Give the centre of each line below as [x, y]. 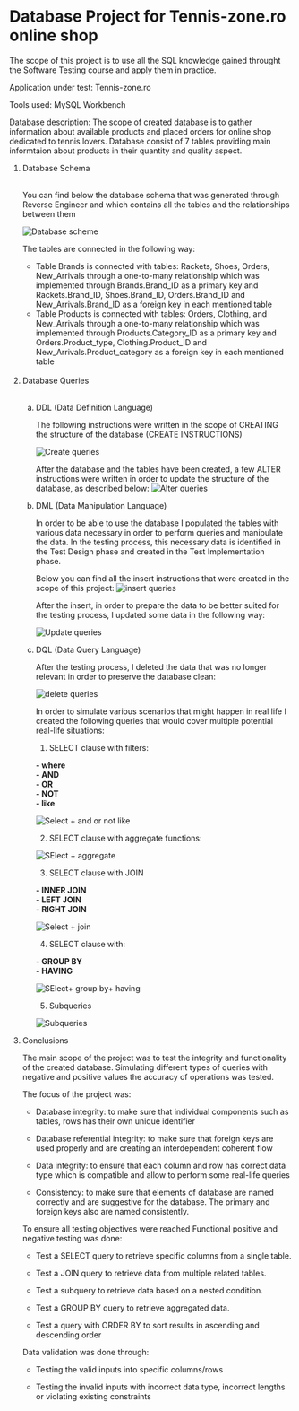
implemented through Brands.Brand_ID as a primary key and [147, 285]
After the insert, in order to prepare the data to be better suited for [158, 605]
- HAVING [54, 971]
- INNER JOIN [61, 890]
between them [49, 213]
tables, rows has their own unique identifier [115, 1121]
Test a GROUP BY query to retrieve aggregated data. [132, 1308]
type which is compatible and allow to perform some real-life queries [163, 1175]
